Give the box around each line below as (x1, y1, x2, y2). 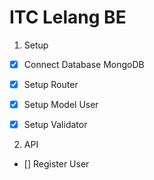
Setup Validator (23, 119, 88, 131)
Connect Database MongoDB (23, 58, 145, 70)
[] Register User (23, 158, 90, 170)
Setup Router (23, 79, 79, 90)
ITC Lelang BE (9, 6, 127, 29)
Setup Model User (23, 99, 99, 111)
